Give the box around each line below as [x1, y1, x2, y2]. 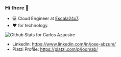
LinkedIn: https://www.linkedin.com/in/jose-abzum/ [12, 41, 116, 47]
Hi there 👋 [5, 4, 29, 11]
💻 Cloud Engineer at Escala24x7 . [12, 15, 80, 21]
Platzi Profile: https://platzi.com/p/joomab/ [12, 46, 98, 52]
